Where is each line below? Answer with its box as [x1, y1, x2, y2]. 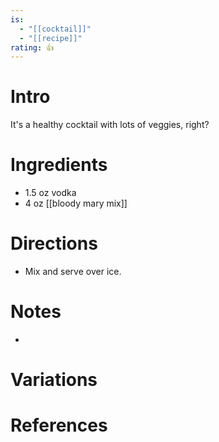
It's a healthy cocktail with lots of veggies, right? [10, 119, 210, 131]
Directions [10, 232, 98, 255]
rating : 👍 [10, 42, 55, 53]
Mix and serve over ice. [24, 266, 122, 278]
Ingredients [10, 154, 108, 176]
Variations [10, 369, 98, 391]
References [10, 414, 108, 437]
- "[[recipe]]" [19, 33, 83, 43]
